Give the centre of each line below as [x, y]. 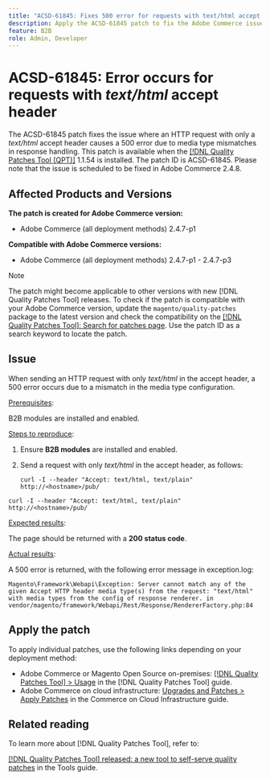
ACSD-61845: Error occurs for [111, 78]
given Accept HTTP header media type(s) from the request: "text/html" [131, 591]
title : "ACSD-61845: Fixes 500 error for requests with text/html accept [135, 16]
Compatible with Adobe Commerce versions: [85, 244]
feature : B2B [30, 31]
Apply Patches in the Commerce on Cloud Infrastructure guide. [124, 699]
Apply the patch [49, 630]
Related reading [49, 725]
